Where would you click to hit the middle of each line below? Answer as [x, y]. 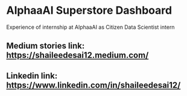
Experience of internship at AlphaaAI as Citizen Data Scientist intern [90, 27]
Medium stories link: [46, 46]
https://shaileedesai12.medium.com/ [78, 55]
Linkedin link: [32, 76]
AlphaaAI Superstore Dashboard [89, 10]
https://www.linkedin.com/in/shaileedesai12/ [93, 85]
